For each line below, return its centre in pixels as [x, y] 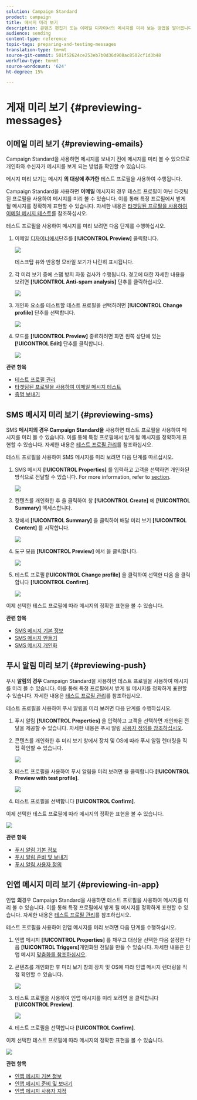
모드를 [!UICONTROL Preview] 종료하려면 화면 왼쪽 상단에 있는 [88, 336]
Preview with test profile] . [47, 778]
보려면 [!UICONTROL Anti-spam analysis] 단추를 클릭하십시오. [89, 282]
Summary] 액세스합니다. [43, 508]
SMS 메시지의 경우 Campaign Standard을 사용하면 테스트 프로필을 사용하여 [93, 430]
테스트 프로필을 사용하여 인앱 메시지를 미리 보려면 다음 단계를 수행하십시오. [91, 927]
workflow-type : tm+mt [33, 61]
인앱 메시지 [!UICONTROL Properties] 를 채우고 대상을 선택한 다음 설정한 [99, 939]
